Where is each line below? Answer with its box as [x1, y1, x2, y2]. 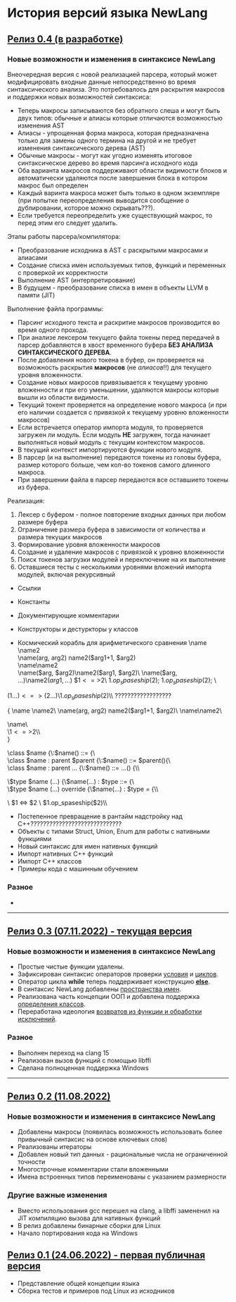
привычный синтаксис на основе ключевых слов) [17, 1135, 168, 1143]
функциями [17, 835, 52, 843]
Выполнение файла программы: [7, 305, 104, 313]
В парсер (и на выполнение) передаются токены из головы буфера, [17, 453, 221, 461]
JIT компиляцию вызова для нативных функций [17, 1214, 161, 1222]
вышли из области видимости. [17, 393, 110, 401]
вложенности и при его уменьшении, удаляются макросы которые [17, 386, 219, 394]
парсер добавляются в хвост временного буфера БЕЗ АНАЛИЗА [17, 340, 214, 349]
